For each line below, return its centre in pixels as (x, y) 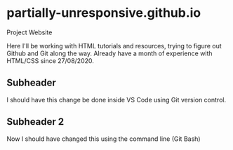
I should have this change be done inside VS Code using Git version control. (116, 100)
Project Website (29, 32)
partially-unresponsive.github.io (104, 13)
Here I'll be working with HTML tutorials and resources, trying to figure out (114, 46)
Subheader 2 (35, 122)
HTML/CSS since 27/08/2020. (50, 60)
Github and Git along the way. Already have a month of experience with (109, 53)
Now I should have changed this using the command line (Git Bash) (104, 139)
